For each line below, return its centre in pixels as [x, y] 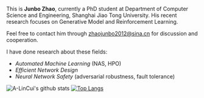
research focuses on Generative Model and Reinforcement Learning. [92, 22]
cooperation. [22, 40]
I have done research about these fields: [57, 52]
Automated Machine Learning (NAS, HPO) [68, 64]
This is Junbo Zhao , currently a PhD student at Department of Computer [97, 9]
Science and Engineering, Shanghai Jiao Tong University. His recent [92, 15]
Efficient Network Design [46, 70]
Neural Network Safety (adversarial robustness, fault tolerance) [95, 76]
